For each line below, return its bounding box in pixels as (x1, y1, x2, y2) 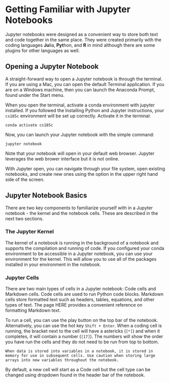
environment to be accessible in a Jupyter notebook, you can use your (5, 251, 153, 257)
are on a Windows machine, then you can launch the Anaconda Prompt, (5, 87, 155, 93)
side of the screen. (5, 176, 45, 182)
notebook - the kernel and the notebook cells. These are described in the (5, 210, 158, 216)
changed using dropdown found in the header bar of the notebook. (5, 372, 146, 378)
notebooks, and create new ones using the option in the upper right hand (5, 171, 158, 177)
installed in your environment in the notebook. (5, 261, 101, 267)
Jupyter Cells (5, 274, 39, 281)
